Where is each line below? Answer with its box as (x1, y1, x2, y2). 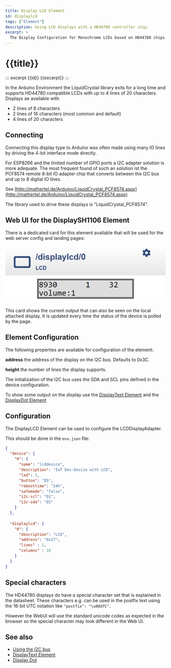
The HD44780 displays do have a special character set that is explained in (5, 592, 161, 598)
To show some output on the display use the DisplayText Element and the (5, 391, 159, 398)
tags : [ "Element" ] (5, 19, 44, 24)
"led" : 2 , (18, 473, 40, 478)
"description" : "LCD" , (18, 532, 67, 537)
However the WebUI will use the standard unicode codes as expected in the (5, 612, 164, 618)
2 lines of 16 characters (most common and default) (12, 110, 122, 117)
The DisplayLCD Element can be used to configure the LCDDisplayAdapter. (5, 425, 162, 431)
